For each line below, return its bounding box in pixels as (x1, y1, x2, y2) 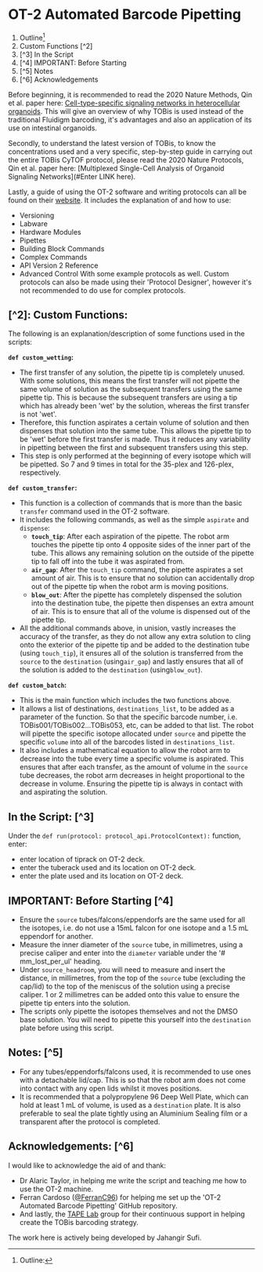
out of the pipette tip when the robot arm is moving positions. (31, 582, 229, 591)
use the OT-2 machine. (19, 1184, 94, 1193)
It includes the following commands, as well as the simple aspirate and (19, 515, 249, 525)
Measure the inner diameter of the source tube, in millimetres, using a (19, 940, 243, 949)
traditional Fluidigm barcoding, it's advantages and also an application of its (8, 115, 252, 124)
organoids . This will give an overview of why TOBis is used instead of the (8, 106, 244, 115)
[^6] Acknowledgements (19, 75, 99, 84)
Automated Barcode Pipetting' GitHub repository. (19, 1201, 178, 1210)
